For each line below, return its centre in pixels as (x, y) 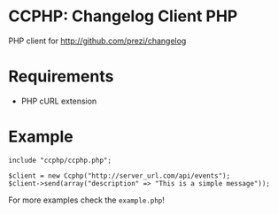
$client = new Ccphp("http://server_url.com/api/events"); (120, 176)
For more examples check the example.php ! (86, 200)
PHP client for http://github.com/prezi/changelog (97, 41)
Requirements (61, 76)
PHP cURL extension (59, 101)
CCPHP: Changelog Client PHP (123, 16)
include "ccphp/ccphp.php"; (60, 160)
